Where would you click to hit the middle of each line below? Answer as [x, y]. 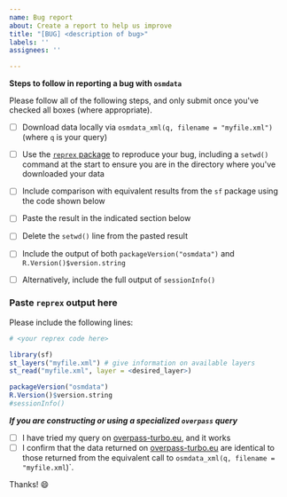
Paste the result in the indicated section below [106, 218]
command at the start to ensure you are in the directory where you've [149, 164]
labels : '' [29, 42]
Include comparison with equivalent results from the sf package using [150, 191]
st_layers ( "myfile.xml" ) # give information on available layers [132, 363]
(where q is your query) [65, 138]
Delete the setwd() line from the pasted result [105, 236]
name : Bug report [41, 17]
